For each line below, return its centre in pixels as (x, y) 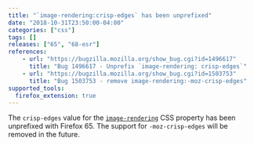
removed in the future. (44, 135)
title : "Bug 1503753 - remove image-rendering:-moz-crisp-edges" (138, 81)
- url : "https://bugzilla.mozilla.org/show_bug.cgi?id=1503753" (129, 74)
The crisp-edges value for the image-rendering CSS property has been (122, 118)
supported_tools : (36, 88)
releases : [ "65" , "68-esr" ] (54, 45)
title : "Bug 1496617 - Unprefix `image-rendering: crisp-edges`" (138, 67)
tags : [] (22, 37)
